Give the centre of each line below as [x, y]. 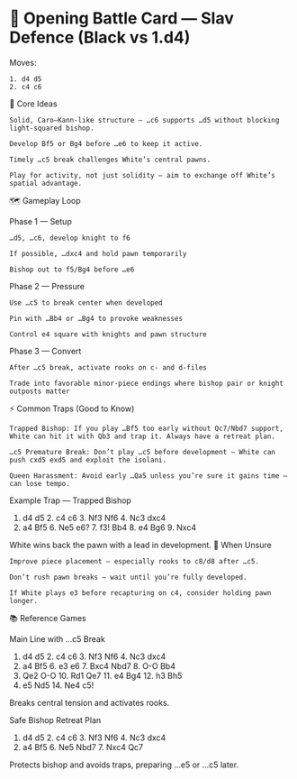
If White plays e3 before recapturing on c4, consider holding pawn [140, 593]
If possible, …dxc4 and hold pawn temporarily [98, 253]
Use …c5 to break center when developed [86, 302]
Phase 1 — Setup [40, 221]
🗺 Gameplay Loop [45, 200]
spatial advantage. [46, 183]
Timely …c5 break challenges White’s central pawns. [110, 160]
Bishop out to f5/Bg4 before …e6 [72, 270]
